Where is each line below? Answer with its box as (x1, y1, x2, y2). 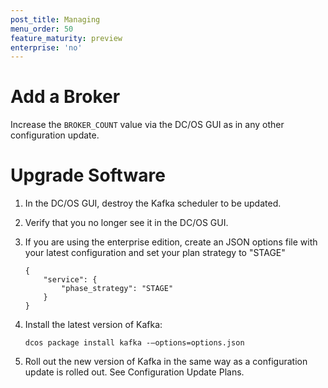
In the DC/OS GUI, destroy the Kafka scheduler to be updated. (24, 197, 282, 210)
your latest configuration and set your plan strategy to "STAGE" (24, 247, 286, 259)
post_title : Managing (10, 14, 101, 25)
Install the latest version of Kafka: (24, 319, 163, 331)
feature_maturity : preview (10, 33, 123, 43)
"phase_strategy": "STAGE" (61, 284, 174, 294)
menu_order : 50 (10, 24, 74, 34)
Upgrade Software (10, 164, 166, 187)
